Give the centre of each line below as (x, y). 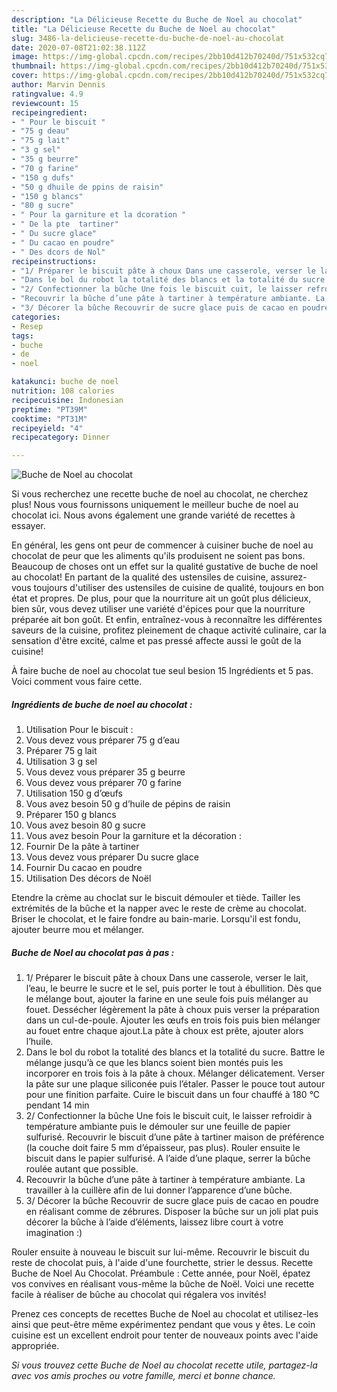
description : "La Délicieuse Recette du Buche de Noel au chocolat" (157, 19)
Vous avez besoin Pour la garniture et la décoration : (134, 836)
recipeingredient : (49, 112)
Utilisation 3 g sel (61, 762)
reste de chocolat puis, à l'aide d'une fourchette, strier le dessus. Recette (162, 1263)
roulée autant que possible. (82, 1169)
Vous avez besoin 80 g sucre (85, 825)
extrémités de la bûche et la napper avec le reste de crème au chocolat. (159, 908)
